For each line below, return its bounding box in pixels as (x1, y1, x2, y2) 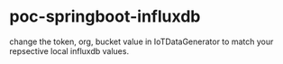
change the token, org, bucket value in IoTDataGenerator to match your (9, 36, 274, 47)
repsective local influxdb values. (9, 45, 129, 56)
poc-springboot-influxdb (9, 6, 201, 27)
